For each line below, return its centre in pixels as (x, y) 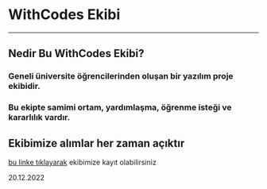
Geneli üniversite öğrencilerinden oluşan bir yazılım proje (121, 76)
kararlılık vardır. (39, 118)
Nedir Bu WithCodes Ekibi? (76, 54)
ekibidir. (25, 87)
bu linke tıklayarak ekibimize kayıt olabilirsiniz (82, 162)
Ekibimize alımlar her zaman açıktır (97, 143)
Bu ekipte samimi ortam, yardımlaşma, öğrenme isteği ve (120, 107)
